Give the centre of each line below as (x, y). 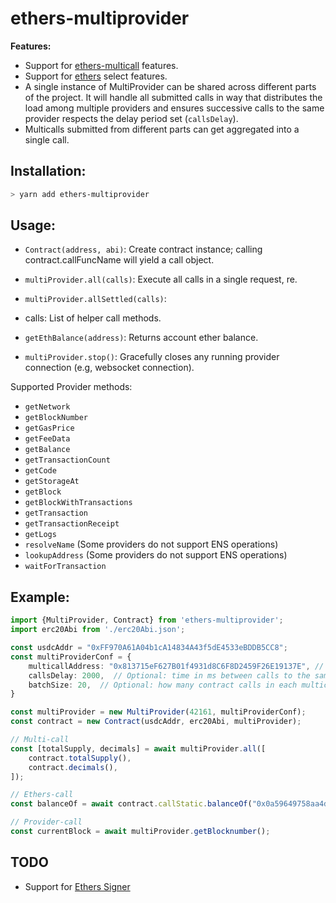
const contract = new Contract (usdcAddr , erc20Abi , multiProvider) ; (156, 722)
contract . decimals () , (73, 767)
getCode (40, 471)
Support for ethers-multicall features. (101, 65)
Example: (40, 597)
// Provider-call (46, 822)
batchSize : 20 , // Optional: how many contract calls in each (163, 685)
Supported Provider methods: (71, 387)
